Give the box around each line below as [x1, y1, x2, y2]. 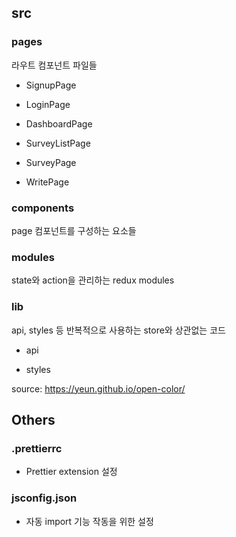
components [11, 201, 75, 215]
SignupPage [25, 79, 77, 91]
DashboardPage [25, 117, 93, 130]
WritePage [25, 176, 70, 188]
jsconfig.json [11, 491, 78, 505]
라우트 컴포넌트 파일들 [11, 59, 98, 71]
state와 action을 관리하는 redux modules [11, 274, 175, 286]
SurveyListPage [25, 137, 91, 149]
